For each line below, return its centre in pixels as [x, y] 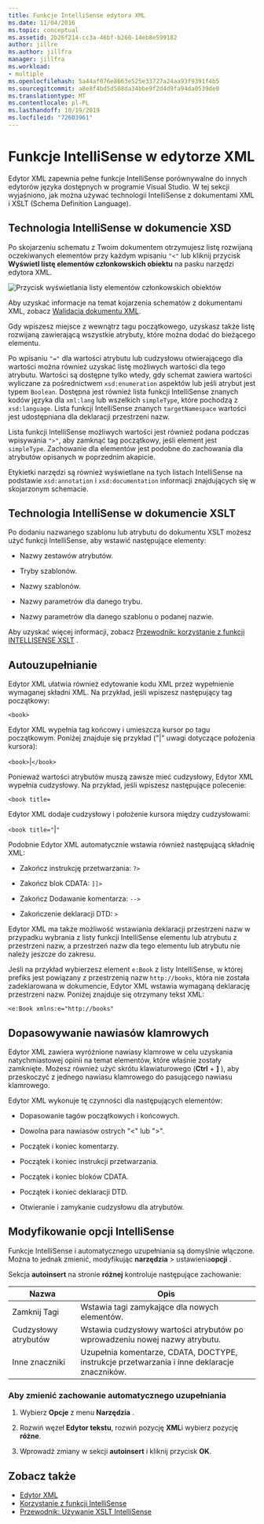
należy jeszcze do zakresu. [52, 954]
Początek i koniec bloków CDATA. [74, 1177]
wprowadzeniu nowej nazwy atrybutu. [151, 1339]
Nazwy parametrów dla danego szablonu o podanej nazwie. [117, 617]
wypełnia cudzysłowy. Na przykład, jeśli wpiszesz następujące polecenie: [127, 785]
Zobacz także [42, 1476]
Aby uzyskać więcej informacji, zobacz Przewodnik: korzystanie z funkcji [126, 632]
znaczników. [104, 1372]
